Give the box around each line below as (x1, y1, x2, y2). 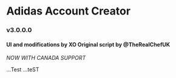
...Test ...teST (6, 66, 39, 73)
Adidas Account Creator (6, 4, 131, 18)
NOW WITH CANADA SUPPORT (6, 54, 86, 62)
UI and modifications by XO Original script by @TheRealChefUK (6, 41, 171, 48)
